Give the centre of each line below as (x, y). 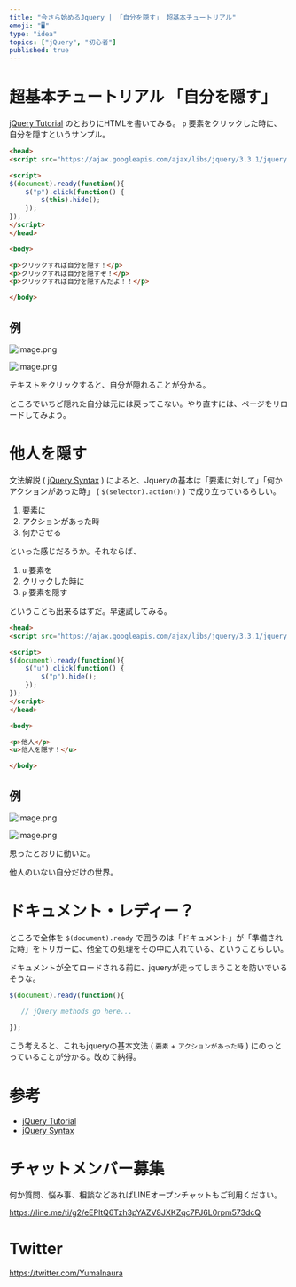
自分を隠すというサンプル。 (60, 135)
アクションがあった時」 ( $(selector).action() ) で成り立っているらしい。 (145, 491)
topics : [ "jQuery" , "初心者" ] (63, 42)
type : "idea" (33, 34)
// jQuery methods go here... (77, 1011)
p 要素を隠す (45, 592)
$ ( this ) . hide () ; (71, 200)
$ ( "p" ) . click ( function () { (75, 192)
